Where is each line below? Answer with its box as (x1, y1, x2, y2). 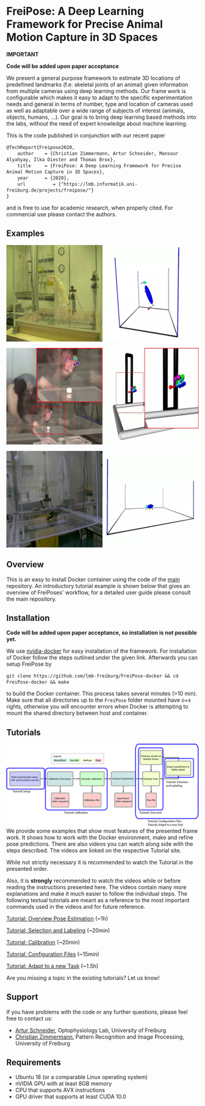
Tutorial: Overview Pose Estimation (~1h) (6, 914, 109, 922)
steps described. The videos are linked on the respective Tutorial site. (6, 846, 182, 854)
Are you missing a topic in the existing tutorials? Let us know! (6, 974, 160, 981)
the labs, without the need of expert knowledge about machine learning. (6, 119, 188, 127)
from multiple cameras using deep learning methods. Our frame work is (6, 87, 186, 94)
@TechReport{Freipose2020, (6, 144, 75, 151)
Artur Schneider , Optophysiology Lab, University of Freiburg (15, 1026, 167, 1034)
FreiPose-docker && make (6, 679, 70, 685)
